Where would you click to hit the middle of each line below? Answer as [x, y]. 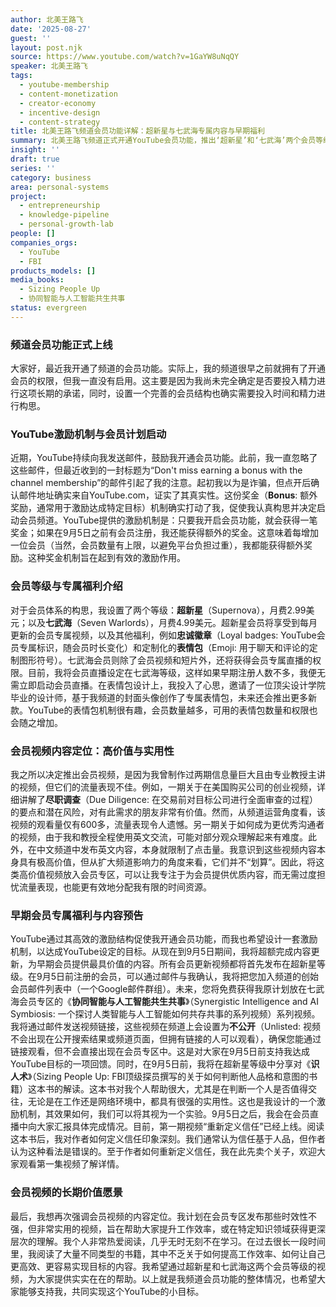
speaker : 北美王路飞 [49, 66]
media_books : [37, 280]
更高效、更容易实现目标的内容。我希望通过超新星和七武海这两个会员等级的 [163, 1266]
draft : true [35, 159]
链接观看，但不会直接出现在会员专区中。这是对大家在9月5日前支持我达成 [160, 1052]
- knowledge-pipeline [64, 215]
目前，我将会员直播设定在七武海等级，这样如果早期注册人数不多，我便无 [176, 672]
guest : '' [31, 38]
